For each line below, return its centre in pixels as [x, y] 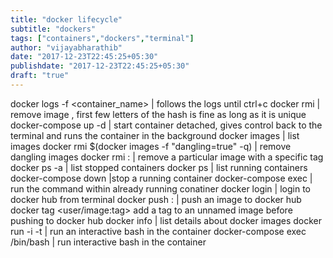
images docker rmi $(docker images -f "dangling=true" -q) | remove [151, 146]
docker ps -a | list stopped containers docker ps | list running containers [159, 167]
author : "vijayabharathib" [66, 47]
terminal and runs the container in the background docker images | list [155, 135]
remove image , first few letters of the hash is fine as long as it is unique [158, 114]
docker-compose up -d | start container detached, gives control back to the [166, 125]
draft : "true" [40, 76]
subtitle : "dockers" [53, 29]
